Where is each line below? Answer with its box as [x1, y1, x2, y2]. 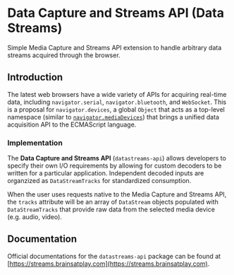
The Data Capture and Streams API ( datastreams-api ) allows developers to [7, 154, 227, 163]
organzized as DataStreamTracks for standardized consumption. [7, 177, 192, 185]
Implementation [7, 138, 63, 148]
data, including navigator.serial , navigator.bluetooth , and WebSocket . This [7, 98, 227, 106]
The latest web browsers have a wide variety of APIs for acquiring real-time [7, 90, 227, 98]
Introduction [7, 71, 63, 83]
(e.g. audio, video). [7, 213, 62, 221]
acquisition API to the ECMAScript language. [7, 120, 137, 129]
